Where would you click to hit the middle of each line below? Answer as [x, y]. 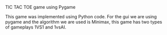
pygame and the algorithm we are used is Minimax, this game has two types [84, 22]
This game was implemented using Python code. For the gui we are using [81, 17]
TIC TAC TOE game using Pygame [40, 7]
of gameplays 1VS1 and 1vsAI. [36, 27]
